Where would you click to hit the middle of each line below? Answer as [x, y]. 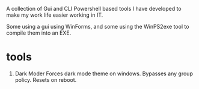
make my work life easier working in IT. [55, 15]
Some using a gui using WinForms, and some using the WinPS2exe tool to [98, 27]
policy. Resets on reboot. [46, 79]
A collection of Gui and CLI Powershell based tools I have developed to [94, 9]
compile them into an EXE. [39, 33]
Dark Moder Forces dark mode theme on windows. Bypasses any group [104, 73]
